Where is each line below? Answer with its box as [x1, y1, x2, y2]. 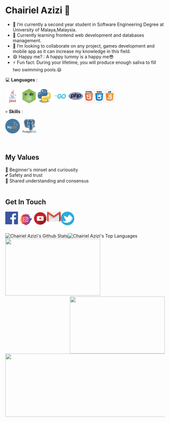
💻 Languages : [5, 76, 38, 83]
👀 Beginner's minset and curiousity [5, 167, 78, 173]
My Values [5, 153, 39, 162]
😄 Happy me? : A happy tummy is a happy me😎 [12, 53, 114, 60]
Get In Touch [5, 198, 47, 207]
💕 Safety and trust [5, 172, 43, 178]
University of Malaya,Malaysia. [12, 26, 77, 32]
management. [12, 37, 42, 44]
